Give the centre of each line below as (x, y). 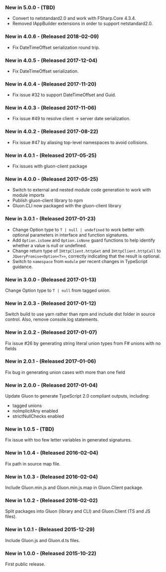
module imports (28, 195)
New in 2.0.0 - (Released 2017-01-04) (52, 385)
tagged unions (27, 406)
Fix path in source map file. (33, 464)
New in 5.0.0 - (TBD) (30, 7)
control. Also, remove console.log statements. (52, 319)
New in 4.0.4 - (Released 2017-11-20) (51, 84)
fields (11, 348)
